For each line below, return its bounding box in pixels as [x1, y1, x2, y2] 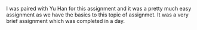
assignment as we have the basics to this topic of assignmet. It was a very [6, 11, 189, 18]
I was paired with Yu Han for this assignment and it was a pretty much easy [6, 5, 192, 12]
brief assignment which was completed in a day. [6, 18, 125, 24]
